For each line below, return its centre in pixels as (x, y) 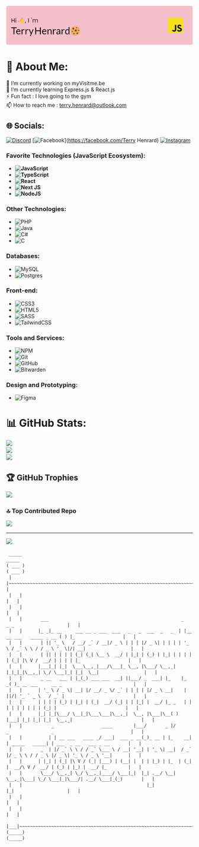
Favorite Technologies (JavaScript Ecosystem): (76, 155)
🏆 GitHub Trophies (42, 477)
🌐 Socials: (25, 126)
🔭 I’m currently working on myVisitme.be (56, 83)
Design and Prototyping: (42, 385)
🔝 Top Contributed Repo (41, 511)
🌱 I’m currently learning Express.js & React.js (61, 90)
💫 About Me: (37, 67)
